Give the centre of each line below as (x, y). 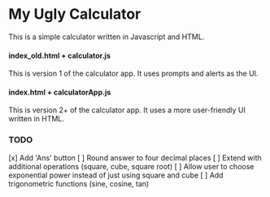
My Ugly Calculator (75, 14)
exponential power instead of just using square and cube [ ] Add (116, 175)
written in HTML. (37, 119)
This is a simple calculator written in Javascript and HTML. (107, 37)
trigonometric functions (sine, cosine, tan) (79, 183)
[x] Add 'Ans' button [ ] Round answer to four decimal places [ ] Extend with (135, 158)
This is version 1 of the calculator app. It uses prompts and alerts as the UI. (133, 73)
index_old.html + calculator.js (60, 55)
